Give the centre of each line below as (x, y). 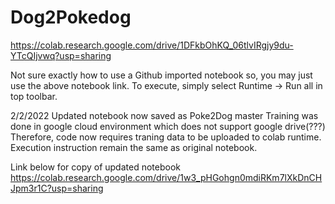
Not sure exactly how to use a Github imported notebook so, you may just (161, 75)
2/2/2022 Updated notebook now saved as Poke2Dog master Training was (164, 115)
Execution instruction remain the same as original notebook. (134, 147)
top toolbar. (34, 96)
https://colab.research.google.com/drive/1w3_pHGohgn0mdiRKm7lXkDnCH (166, 177)
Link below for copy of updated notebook (95, 167)
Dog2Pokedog (71, 17)
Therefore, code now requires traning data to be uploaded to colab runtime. (166, 137)
